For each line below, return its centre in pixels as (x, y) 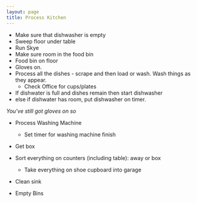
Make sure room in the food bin (54, 54)
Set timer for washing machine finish (70, 135)
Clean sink (28, 181)
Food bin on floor (37, 61)
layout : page (23, 12)
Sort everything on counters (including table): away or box (88, 158)
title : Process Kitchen (36, 18)
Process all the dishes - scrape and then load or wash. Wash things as (103, 73)
